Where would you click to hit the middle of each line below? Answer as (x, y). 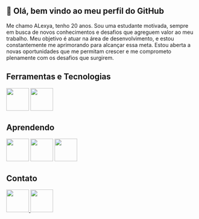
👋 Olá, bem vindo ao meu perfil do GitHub (85, 11)
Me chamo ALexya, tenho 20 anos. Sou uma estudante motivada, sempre (97, 25)
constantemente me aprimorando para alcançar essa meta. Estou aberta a (99, 45)
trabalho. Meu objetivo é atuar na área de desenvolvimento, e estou (90, 38)
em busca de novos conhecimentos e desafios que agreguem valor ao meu (100, 32)
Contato (22, 178)
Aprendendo (30, 128)
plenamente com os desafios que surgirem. (60, 57)
